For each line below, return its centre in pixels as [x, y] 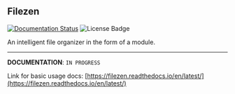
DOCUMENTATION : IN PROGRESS [54, 62]
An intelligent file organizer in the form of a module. [81, 42]
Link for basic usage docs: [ [47, 76]
